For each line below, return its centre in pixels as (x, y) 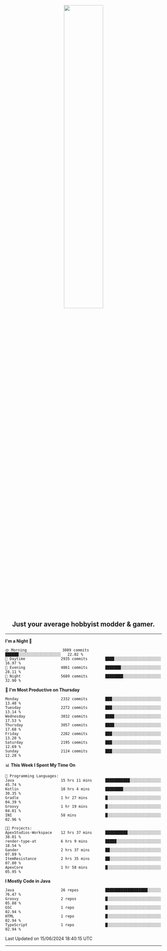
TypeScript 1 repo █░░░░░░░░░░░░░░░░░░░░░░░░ (83, 925)
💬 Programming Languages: (32, 776)
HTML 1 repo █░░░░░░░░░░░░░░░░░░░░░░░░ (83, 916)
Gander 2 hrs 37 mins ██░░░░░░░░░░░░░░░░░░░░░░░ (83, 850)
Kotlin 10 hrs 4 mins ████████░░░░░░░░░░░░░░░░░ (83, 789)
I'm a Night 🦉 (19, 641)
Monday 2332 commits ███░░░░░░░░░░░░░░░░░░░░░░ (83, 699)
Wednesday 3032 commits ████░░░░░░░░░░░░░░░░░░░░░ (83, 716)
